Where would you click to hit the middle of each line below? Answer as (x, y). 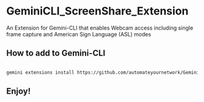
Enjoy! (19, 91)
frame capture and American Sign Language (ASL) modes (79, 34)
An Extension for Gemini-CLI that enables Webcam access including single (100, 28)
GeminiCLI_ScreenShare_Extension (97, 11)
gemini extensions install (40, 72)
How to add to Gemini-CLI (56, 53)
